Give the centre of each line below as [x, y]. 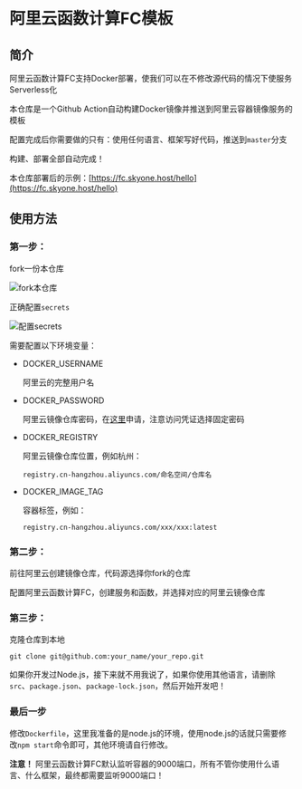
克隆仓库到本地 [37, 640]
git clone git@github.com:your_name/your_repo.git [107, 657]
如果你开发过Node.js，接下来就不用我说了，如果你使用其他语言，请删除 [142, 675]
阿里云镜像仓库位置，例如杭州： [82, 456]
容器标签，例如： [54, 510]
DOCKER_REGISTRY [60, 437]
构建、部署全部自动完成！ [57, 159]
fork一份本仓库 [37, 268]
